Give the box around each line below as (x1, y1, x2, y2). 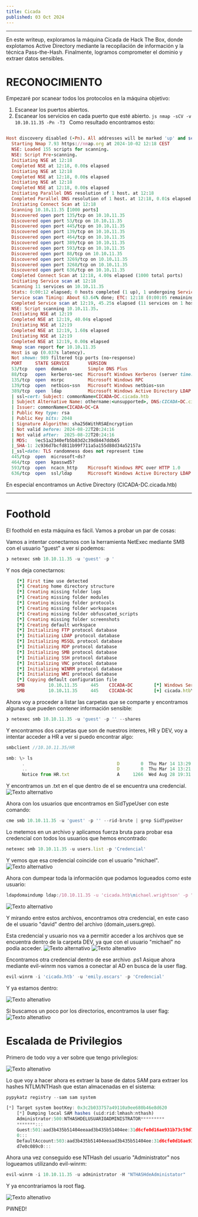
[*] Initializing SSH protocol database (16, 655, 117, 661)
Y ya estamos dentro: (6, 984, 58, 991)
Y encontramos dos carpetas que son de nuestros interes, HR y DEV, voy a (6, 727, 187, 734)
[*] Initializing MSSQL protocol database (16, 638, 123, 644)
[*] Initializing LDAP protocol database (16, 633, 120, 639)
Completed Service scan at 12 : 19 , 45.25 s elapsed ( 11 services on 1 (11, 300, 183, 306)
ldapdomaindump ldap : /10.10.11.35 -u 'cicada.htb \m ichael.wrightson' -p (6, 892, 189, 898)
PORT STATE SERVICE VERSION (11, 361, 107, 367)
